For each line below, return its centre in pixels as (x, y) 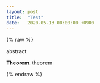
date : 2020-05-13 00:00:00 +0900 (50, 23)
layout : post (22, 12)
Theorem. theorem (29, 63)
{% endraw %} (24, 75)
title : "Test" (25, 17)
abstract (16, 51)
